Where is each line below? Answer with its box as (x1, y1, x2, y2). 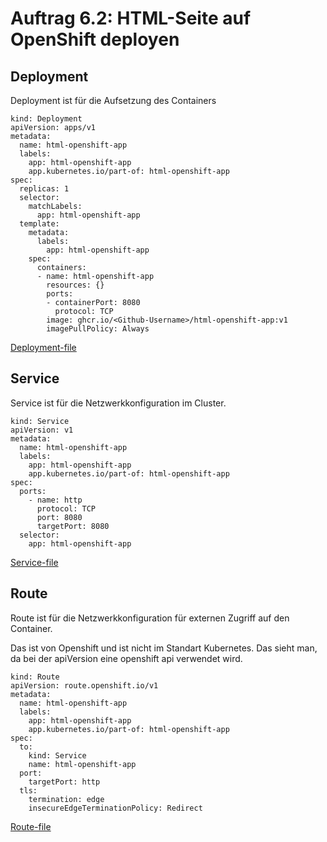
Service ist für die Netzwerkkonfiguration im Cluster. (10, 397, 227, 409)
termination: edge (28, 794, 105, 804)
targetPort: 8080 (36, 521, 110, 531)
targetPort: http (28, 777, 101, 787)
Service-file (10, 556, 59, 568)
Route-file (10, 820, 52, 832)
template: (19, 219, 60, 229)
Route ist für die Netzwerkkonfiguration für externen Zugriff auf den (10, 612, 290, 624)
